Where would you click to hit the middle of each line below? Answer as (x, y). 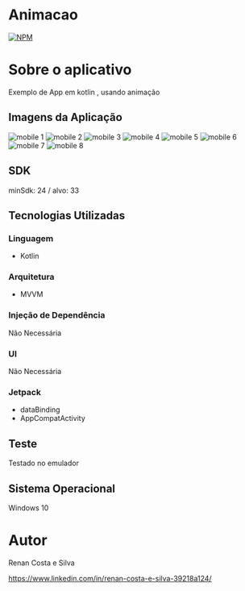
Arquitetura (31, 277)
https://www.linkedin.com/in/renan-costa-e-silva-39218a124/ (110, 578)
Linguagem (31, 238)
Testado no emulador (44, 463)
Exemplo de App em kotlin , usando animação (84, 92)
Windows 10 (29, 508)
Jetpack (25, 392)
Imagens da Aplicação (65, 117)
